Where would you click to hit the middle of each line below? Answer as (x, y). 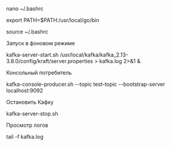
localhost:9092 (25, 91)
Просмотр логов (27, 125)
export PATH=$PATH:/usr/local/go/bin (53, 20)
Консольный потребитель (39, 73)
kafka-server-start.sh (32, 55)
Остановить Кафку (30, 102)
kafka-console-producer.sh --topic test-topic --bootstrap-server (86, 84)
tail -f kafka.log (25, 137)
